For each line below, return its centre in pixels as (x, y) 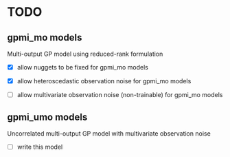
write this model (40, 147)
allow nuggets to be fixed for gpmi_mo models (83, 67)
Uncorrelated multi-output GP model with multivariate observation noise (109, 134)
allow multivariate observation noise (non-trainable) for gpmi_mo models (120, 95)
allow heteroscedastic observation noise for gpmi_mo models (104, 81)
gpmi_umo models (47, 117)
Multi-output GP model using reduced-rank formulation (85, 54)
